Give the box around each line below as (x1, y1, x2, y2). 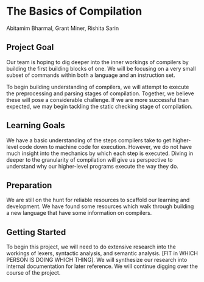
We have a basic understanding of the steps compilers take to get (6, 136, 172, 144)
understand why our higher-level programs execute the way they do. (6, 162, 178, 170)
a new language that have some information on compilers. (6, 209, 152, 217)
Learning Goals (6, 120, 66, 131)
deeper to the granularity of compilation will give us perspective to (6, 156, 173, 163)
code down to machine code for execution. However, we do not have (19, 143, 192, 150)
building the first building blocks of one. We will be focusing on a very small (6, 65, 196, 72)
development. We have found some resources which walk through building (6, 203, 194, 210)
